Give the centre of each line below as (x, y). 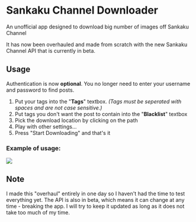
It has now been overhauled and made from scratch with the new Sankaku (97, 44)
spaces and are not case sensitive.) (58, 108)
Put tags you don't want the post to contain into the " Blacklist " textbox (101, 114)
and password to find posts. (40, 90)
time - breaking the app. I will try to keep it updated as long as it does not (95, 206)
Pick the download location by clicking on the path (76, 120)
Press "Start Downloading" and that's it (62, 133)
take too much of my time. (38, 212)
